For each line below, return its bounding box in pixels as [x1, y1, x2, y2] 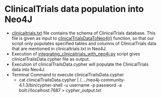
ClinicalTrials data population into [4, 3, 144, 15]
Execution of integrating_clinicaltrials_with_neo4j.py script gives [11, 50, 141, 57]
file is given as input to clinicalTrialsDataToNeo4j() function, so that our [11, 35, 154, 41]
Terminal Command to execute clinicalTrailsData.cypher [11, 72, 124, 77]
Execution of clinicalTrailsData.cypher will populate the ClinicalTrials [11, 61, 149, 67]
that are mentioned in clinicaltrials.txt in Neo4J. [11, 46, 107, 51]
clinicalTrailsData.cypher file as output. [11, 56, 90, 62]
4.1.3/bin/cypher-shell [19, 82, 63, 88]
